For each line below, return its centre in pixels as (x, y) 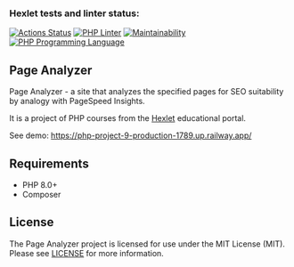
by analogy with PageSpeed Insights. (77, 101)
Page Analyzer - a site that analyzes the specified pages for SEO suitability (147, 92)
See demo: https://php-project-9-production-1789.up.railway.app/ (131, 135)
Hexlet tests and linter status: (74, 13)
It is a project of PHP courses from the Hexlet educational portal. (128, 118)
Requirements (49, 163)
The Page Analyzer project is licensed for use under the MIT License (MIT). (147, 244)
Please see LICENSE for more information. (87, 253)
